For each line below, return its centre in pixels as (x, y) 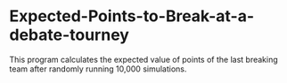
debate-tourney (69, 35)
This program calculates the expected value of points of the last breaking (143, 59)
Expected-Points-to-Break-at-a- (132, 16)
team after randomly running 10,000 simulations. (98, 69)
